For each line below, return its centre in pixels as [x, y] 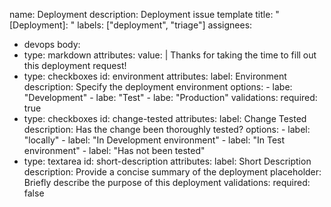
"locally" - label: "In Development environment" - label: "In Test [154, 140]
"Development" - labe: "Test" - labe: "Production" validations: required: [170, 97]
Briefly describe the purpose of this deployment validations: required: [167, 182]
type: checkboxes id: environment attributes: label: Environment [155, 76]
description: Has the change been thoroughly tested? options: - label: [167, 129]
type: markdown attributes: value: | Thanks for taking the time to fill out [170, 55]
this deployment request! [75, 65]
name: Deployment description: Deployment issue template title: [141, 14]
